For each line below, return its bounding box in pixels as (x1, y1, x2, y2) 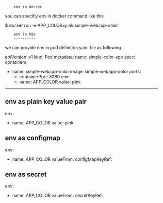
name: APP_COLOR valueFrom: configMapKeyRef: (12, 156, 113, 162)
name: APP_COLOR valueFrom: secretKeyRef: (12, 192, 103, 199)
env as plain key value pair (5, 98, 87, 106)
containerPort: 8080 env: (19, 74, 70, 80)
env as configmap (5, 134, 61, 142)
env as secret (5, 170, 47, 179)
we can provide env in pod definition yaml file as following (5, 45, 121, 51)
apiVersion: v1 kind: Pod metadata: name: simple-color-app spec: (5, 54, 136, 60)
